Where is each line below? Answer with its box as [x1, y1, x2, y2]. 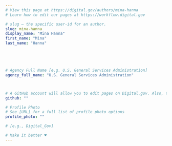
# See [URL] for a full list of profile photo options [5, 110, 125, 115]
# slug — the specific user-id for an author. [5, 22, 106, 27]
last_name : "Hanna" [5, 40, 47, 46]
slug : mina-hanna [5, 26, 42, 31]
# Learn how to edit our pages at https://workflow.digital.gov [5, 12, 145, 17]
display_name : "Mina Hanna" [5, 31, 66, 36]
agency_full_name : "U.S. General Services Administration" [5, 72, 134, 77]
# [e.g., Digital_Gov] [5, 123, 54, 129]
